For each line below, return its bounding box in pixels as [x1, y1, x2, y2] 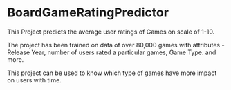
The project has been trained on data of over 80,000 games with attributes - [7, 41, 225, 49]
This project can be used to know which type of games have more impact [7, 69, 217, 77]
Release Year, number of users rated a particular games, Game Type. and [7, 48, 216, 56]
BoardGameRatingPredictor [7, 5, 169, 21]
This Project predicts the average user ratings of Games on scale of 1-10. [7, 27, 215, 36]
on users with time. [7, 76, 62, 84]
